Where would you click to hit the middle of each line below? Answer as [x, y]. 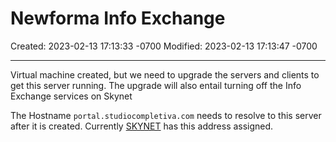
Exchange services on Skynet [71, 96]
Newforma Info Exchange [118, 18]
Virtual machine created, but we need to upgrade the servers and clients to [165, 74]
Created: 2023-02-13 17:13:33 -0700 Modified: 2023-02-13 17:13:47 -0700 [164, 46]
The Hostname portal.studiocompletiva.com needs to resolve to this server [166, 115]
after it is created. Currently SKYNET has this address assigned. [142, 126]
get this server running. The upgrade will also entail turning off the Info [156, 85]
